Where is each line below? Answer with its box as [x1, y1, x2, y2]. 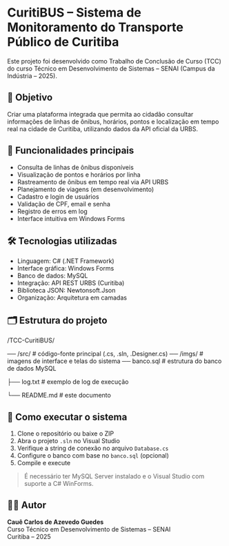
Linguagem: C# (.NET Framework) [17, 257, 115, 265]
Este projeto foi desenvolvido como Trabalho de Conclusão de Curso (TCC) [7, 57, 222, 65]
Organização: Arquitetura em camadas [17, 293, 128, 302]
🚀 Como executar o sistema [7, 411, 128, 422]
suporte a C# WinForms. [23, 480, 94, 487]
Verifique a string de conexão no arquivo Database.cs [17, 444, 169, 452]
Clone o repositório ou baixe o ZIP [17, 429, 114, 438]
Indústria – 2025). [7, 71, 57, 80]
